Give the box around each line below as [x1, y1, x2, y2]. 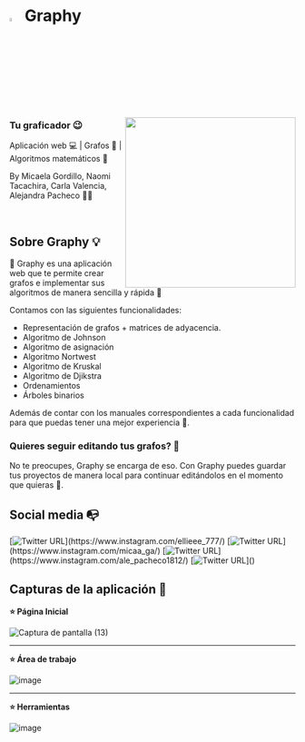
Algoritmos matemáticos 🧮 [9, 153, 109, 164]
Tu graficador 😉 [9, 119, 84, 132]
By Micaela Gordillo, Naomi [9, 171, 111, 182]
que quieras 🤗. [9, 480, 64, 490]
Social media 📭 [9, 507, 100, 522]
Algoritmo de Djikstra [22, 371, 103, 381]
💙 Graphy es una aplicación [9, 258, 113, 269]
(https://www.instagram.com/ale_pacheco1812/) [9, 555, 189, 566]
